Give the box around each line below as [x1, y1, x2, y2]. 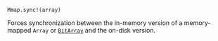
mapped [7, 26, 32, 34]
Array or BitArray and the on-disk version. [32, 26, 156, 34]
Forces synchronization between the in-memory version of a [7, 19, 183, 27]
